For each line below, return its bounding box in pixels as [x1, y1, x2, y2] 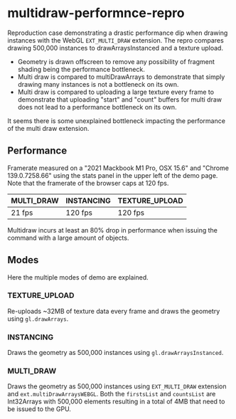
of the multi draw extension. [7, 124, 90, 132]
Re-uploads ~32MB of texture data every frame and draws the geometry [7, 307, 220, 315]
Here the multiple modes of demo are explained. [7, 272, 149, 282]
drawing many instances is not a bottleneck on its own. [17, 80, 179, 88]
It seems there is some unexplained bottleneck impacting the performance [7, 116, 226, 125]
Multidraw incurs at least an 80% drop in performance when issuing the [7, 226, 218, 234]
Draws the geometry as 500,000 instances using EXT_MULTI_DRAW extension [7, 382, 227, 391]
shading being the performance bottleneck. [17, 65, 146, 73]
